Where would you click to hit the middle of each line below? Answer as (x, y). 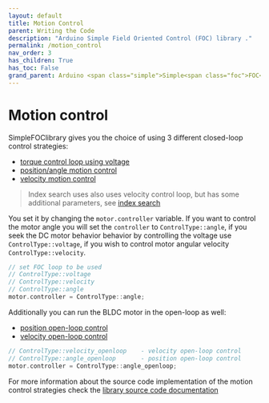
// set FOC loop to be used (55, 267)
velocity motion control (58, 178)
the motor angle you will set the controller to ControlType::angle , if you (128, 226)
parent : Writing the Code (51, 31)
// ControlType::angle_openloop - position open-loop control (125, 358)
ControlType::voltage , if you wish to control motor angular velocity (119, 244)
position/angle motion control (68, 170)
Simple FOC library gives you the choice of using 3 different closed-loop (126, 137)
